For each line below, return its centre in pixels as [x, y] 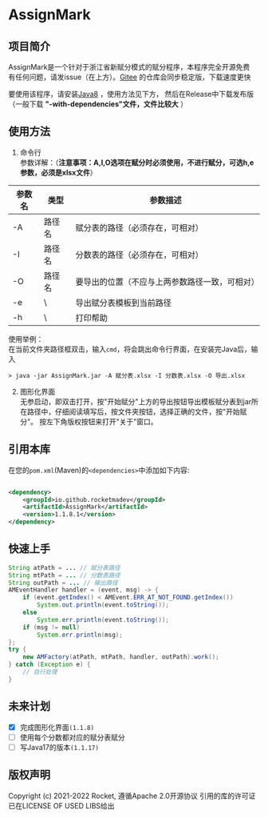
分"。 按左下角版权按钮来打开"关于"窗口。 [89, 421]
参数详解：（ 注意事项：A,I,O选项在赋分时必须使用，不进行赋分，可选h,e [137, 162]
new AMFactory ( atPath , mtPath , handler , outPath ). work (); [121, 657]
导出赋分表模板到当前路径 [123, 303]
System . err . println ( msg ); [80, 635]
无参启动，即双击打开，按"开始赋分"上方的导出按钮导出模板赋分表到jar [136, 401]
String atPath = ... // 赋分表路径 [65, 567]
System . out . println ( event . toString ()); [103, 605]
